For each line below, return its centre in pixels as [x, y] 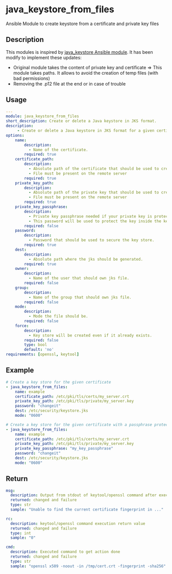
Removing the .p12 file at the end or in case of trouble [69, 83]
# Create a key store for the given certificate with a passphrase [79, 424]
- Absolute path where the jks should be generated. [86, 259]
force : [22, 326]
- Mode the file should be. [58, 316]
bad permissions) [32, 78]
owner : [22, 269]
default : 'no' [39, 350]
